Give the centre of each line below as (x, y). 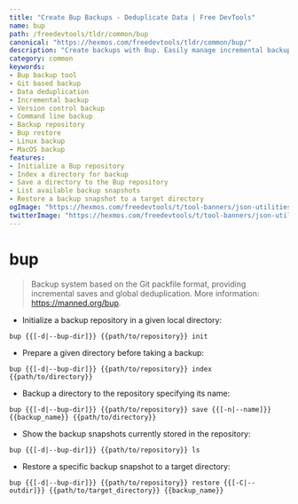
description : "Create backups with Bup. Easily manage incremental (137, 51)
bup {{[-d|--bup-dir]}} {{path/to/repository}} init (109, 336)
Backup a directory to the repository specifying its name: (126, 393)
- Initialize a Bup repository (67, 166)
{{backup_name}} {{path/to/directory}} (83, 417)
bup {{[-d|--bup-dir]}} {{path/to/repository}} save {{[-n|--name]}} (141, 409)
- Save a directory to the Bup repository (89, 183)
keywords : (27, 67)
